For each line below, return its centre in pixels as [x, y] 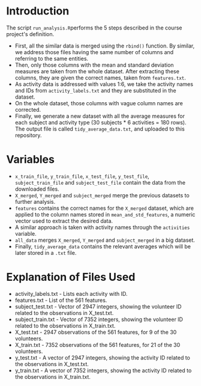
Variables [31, 160]
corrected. [28, 109]
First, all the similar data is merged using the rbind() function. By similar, [105, 46]
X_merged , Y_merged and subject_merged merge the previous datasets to [102, 195]
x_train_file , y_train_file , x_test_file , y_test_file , [82, 176]
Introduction [38, 11]
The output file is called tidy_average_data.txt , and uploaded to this [100, 129]
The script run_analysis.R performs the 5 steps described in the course [94, 28]
